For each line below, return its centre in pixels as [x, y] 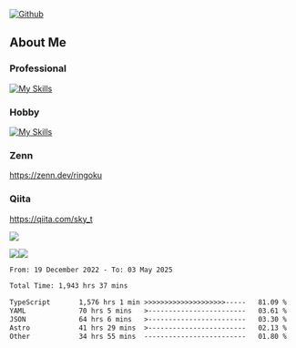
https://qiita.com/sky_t [51, 219]
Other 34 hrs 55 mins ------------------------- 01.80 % [148, 336]
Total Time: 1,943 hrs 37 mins [69, 286]
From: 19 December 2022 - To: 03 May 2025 [91, 270]
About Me [38, 42]
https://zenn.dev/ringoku [56, 175]
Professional [38, 68]
